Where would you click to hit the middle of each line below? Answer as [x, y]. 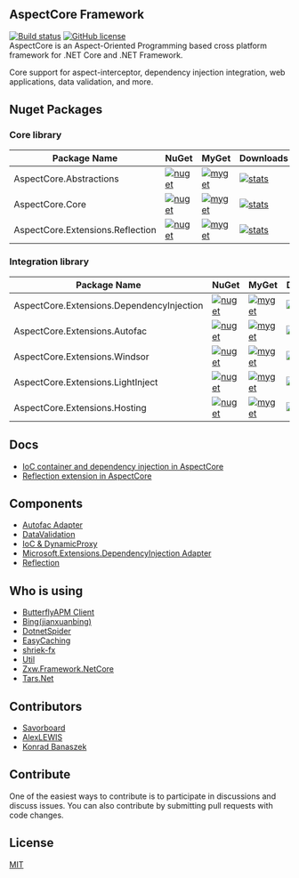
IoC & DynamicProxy [60, 544]
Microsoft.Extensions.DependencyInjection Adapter [117, 553]
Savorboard [44, 728]
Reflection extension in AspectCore [87, 476]
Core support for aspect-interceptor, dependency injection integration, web [147, 72]
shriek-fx [39, 650]
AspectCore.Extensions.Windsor [81, 357]
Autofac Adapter [52, 525]
